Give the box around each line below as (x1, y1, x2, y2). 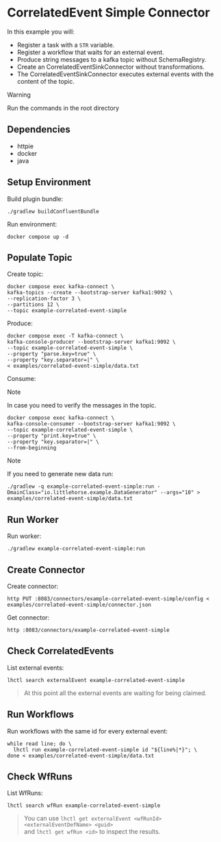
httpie (16, 142, 34, 150)
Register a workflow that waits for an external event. (16, 48, 164, 56)
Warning (7, 91, 31, 99)
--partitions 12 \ (7, 301, 60, 308)
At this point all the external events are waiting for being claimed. (23, 688, 207, 697)
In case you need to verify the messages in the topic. (7, 401, 157, 410)
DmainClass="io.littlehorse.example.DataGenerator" (7, 489, 157, 496)
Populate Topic (7, 252, 73, 264)
